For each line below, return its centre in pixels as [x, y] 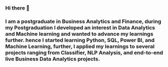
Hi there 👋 [18, 8]
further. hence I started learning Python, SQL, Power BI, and [80, 40]
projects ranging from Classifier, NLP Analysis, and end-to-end [84, 52]
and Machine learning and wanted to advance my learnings [79, 33]
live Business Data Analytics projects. [53, 58]
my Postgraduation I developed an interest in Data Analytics [80, 27]
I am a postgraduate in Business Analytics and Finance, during [83, 21]
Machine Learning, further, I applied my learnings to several [80, 46]
